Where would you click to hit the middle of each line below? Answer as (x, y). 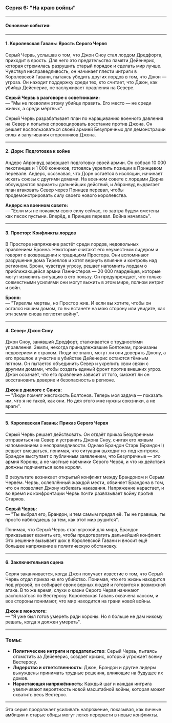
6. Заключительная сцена (35, 563)
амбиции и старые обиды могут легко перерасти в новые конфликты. (82, 715)
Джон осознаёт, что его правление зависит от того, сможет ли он (78, 375)
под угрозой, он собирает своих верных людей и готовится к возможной (86, 585)
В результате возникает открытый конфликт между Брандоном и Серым (85, 477)
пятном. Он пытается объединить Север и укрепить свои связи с (77, 364)
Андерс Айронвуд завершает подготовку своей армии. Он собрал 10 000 (86, 163)
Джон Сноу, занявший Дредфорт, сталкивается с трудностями (74, 342)
